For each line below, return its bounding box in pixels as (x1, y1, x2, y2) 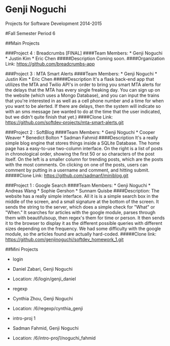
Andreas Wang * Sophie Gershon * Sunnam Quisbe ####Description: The (5, 187, 160, 194)
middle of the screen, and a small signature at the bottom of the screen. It (5, 198, 159, 205)
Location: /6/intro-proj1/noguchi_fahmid (12, 335, 96, 341)
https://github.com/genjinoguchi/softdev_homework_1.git (5, 236, 124, 242)
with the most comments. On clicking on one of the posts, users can (5, 161, 148, 167)
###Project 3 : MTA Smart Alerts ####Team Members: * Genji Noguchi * (5, 70, 157, 77)
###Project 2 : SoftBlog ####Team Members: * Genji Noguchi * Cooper (5, 129, 155, 135)
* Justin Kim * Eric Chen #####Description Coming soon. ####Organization (5, 55, 165, 62)
